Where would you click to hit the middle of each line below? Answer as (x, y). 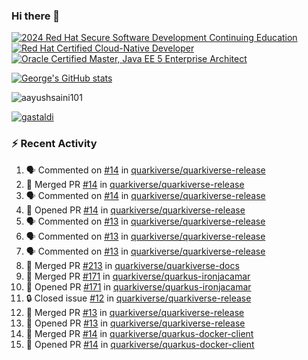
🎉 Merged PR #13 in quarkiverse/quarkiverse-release (135, 312)
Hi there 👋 (36, 16)
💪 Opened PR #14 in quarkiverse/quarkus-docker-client (140, 344)
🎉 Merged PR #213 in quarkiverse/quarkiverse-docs (132, 265)
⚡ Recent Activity (54, 144)
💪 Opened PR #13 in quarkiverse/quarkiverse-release (135, 323)
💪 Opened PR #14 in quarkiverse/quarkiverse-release (135, 210)
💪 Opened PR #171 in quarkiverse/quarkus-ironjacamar (138, 286)
